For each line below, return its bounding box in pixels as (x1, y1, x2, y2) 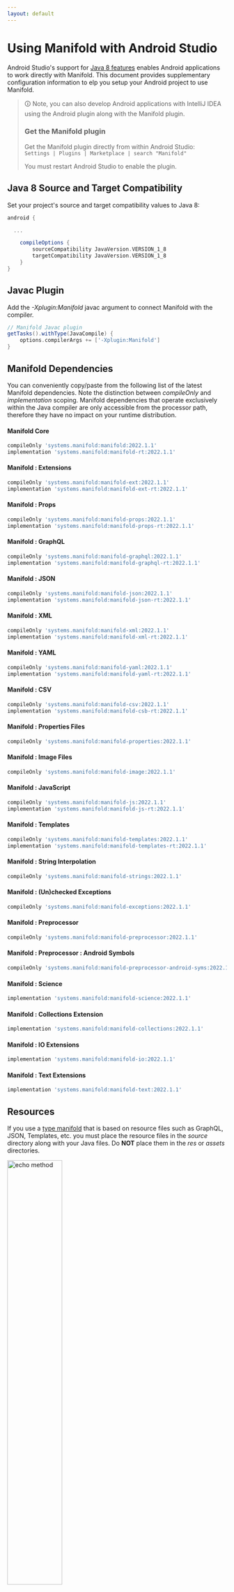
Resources (7, 1105, 55, 1118)
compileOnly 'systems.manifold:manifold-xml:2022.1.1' (7, 627, 170, 634)
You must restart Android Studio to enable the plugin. (24, 162, 177, 171)
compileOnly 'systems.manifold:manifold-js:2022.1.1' (7, 799, 167, 806)
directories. (7, 1146, 40, 1155)
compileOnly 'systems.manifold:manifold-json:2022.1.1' (7, 590, 173, 597)
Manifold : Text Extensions (7, 1070, 86, 1079)
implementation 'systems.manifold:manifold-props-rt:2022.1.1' (7, 522, 195, 529)
